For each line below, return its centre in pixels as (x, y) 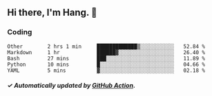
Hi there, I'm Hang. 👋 (52, 13)
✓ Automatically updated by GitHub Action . (71, 86)
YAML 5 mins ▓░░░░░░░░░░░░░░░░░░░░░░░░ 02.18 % (106, 70)
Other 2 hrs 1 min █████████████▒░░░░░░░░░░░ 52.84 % (106, 46)
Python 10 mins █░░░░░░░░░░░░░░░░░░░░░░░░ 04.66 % (106, 64)
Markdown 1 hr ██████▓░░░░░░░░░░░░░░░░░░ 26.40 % (106, 52)
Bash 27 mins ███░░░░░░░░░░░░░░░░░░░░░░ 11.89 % (106, 58)
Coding (20, 32)
